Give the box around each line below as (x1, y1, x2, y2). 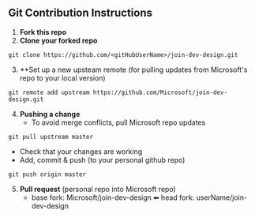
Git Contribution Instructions (8, 6, 152, 20)
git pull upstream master (8, 133, 93, 141)
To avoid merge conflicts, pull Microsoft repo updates (31, 118, 206, 127)
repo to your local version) (19, 73, 106, 82)
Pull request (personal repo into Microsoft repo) (19, 184, 176, 194)
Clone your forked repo (19, 36, 98, 45)
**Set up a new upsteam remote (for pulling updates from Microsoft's (19, 65, 248, 74)
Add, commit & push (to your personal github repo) (19, 155, 186, 164)
